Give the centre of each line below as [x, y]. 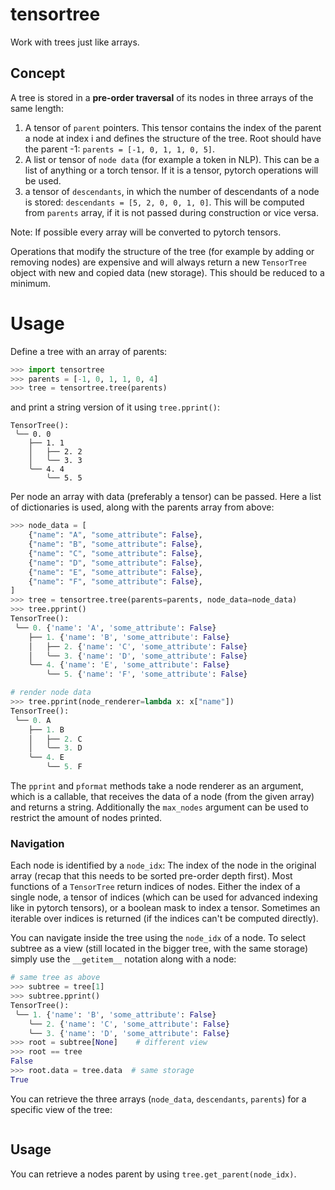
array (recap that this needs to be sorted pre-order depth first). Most [151, 876]
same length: [37, 108]
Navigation [37, 843]
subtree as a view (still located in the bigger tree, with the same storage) [159, 949]
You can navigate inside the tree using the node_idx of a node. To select [158, 938]
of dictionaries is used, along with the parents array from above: [142, 507]
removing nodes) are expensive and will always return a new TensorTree [158, 262]
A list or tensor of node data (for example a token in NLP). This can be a [172, 159]
